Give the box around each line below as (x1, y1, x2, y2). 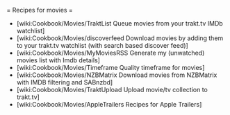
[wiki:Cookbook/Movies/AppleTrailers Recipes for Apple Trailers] (16, 100, 202, 108)
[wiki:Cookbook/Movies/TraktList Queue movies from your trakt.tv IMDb (16, 19, 223, 27)
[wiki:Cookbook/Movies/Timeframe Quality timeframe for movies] (16, 64, 205, 71)
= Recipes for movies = (6, 6, 74, 14)
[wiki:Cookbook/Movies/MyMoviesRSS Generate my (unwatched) (16, 48, 205, 57)
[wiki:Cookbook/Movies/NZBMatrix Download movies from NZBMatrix (16, 71, 217, 79)
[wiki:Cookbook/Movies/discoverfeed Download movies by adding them (16, 34, 224, 42)
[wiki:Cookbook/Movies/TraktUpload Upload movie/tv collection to (16, 86, 208, 94)
